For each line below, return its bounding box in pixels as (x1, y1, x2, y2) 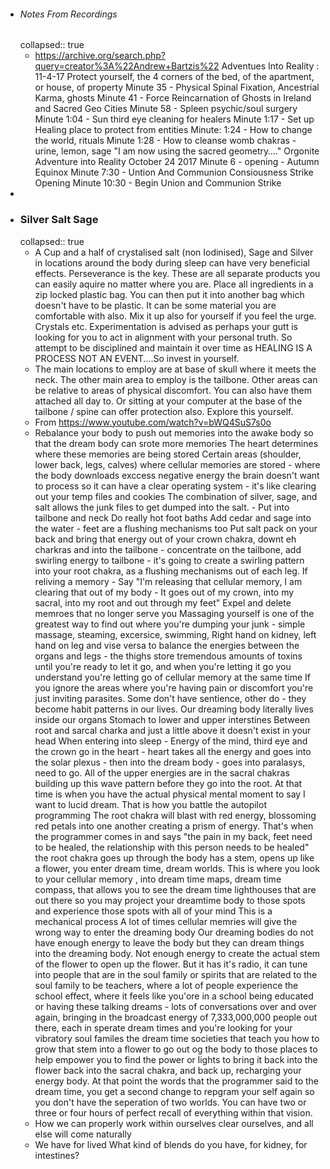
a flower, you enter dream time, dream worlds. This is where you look (34, 862, 320, 874)
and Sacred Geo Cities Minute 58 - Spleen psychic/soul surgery (34, 103, 298, 115)
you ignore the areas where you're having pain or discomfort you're (34, 681, 314, 694)
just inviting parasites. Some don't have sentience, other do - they (34, 692, 307, 704)
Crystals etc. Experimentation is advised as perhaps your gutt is (34, 320, 298, 332)
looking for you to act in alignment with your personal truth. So (34, 331, 293, 343)
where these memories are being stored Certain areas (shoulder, (34, 448, 302, 460)
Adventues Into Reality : (221, 60, 320, 72)
